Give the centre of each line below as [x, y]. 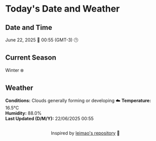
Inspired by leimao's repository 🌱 [85, 133]
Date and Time [29, 28]
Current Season [31, 58]
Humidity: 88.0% [24, 113]
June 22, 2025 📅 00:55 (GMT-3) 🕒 [42, 40]
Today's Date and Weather [63, 9]
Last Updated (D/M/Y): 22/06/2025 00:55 [50, 118]
